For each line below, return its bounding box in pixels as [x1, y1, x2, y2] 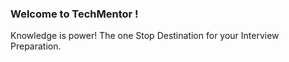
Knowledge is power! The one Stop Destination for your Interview [10, 30, 280, 42]
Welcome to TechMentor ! [10, 7, 139, 21]
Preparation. [10, 40, 62, 52]
